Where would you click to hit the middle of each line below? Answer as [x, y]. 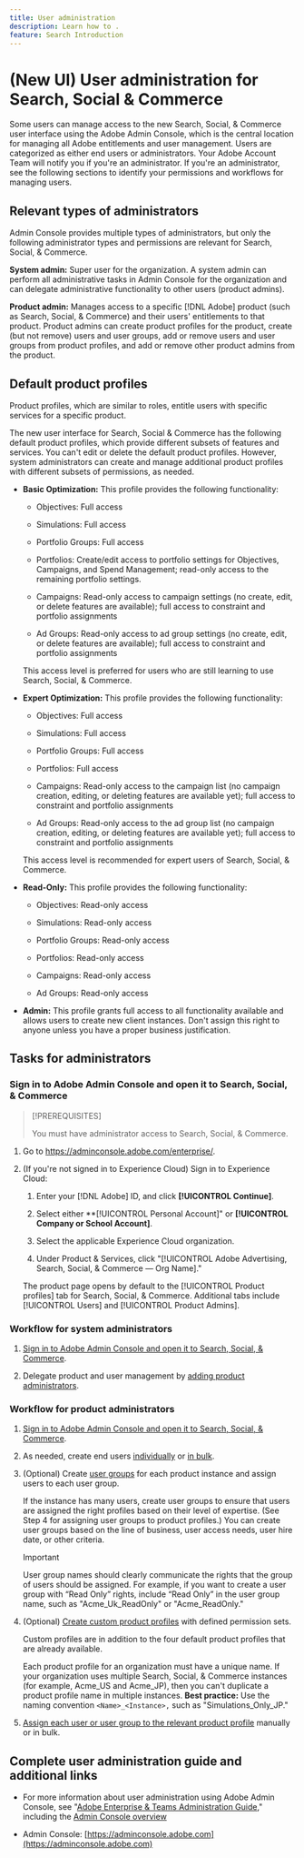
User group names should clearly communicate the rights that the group [157, 1575]
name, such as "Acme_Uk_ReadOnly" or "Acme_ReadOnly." [133, 1604]
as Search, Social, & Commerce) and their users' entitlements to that [137, 317]
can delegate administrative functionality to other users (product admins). [147, 289]
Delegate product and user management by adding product [133, 1376]
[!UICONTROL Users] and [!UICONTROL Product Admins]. [131, 1305]
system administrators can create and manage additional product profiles [147, 461]
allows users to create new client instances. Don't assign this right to [151, 1020]
